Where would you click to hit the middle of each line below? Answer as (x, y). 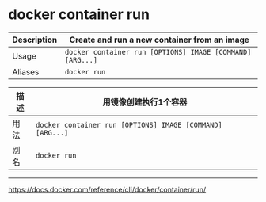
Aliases (26, 71)
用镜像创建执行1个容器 (145, 102)
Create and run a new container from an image (159, 40)
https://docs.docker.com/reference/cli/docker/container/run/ (107, 189)
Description (35, 40)
